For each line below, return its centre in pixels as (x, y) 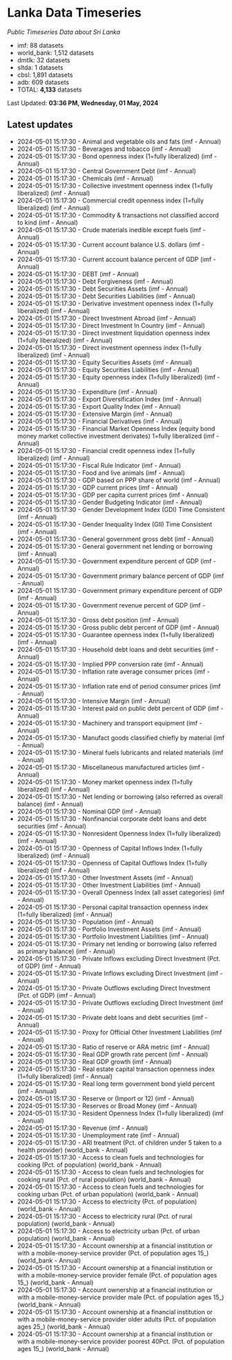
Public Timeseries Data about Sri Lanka (64, 32)
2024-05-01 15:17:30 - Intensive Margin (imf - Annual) (94, 700)
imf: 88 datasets (40, 45)
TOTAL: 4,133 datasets (49, 89)
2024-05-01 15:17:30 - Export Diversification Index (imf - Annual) (109, 399)
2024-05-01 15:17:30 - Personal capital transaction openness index (113, 907)
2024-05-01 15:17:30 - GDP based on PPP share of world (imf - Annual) (119, 480)
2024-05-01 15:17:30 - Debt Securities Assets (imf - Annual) (103, 288)
